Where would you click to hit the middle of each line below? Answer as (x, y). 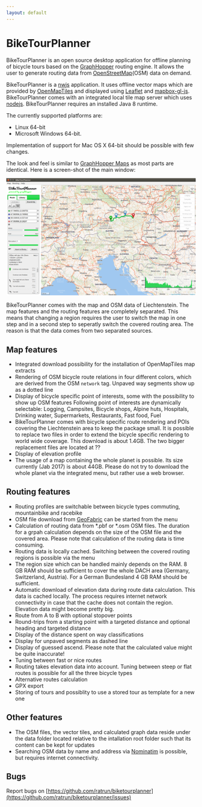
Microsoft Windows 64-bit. (48, 133)
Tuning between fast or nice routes (58, 660)
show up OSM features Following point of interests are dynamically (98, 402)
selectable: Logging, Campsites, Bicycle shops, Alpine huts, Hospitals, (102, 409)
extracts (25, 370)
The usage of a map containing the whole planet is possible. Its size (99, 460)
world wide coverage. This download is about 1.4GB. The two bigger (99, 441)
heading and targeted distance (53, 628)
